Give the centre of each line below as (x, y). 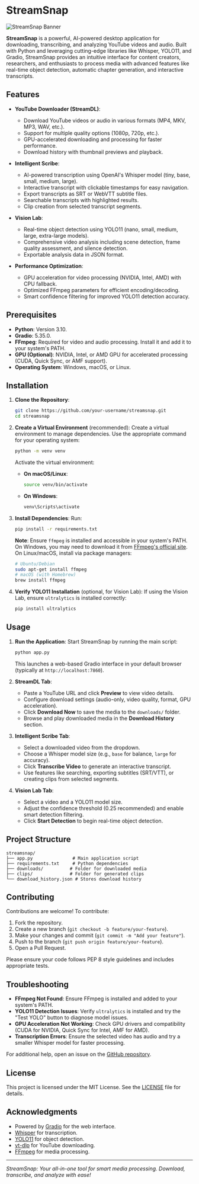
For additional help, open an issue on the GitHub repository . (79, 1054)
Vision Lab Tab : (34, 790)
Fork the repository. (39, 923)
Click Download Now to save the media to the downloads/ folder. (102, 712)
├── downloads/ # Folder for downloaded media (76, 869)
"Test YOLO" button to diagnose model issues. (71, 1017)
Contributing (30, 897)
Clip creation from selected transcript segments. (83, 206)
